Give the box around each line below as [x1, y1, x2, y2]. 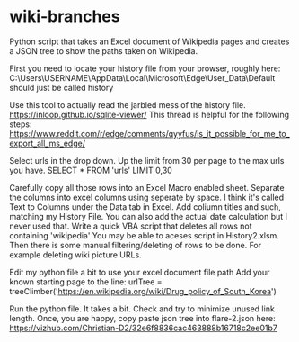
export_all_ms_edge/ [9, 138, 85, 148]
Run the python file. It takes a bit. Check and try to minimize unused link [9, 303, 276, 314]
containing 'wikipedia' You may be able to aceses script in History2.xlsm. [9, 229, 280, 240]
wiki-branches [9, 6, 120, 27]
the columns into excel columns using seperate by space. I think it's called [9, 192, 285, 202]
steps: [9, 119, 32, 130]
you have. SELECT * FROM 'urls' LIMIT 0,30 [9, 165, 172, 175]
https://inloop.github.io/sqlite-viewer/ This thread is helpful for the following [9, 109, 290, 120]
